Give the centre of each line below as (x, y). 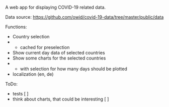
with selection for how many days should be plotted (73, 69)
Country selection (31, 37)
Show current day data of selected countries (59, 53)
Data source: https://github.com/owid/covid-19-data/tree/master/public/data (84, 17)
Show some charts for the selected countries (59, 58)
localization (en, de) (33, 74)
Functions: (16, 27)
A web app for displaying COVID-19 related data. (56, 7)
